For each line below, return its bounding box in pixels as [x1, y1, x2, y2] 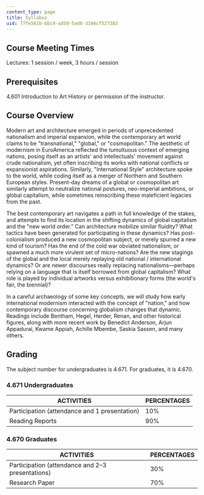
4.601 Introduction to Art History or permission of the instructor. [6, 93, 165, 100]
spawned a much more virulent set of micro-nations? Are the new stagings [6, 248, 193, 256]
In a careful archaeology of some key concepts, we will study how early [6, 293, 186, 300]
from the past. [6, 198, 42, 205]
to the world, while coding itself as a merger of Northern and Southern [6, 172, 182, 179]
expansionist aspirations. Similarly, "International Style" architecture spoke [6, 165, 193, 173]
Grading [6, 349, 38, 360]
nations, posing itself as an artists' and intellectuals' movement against [6, 152, 183, 160]
